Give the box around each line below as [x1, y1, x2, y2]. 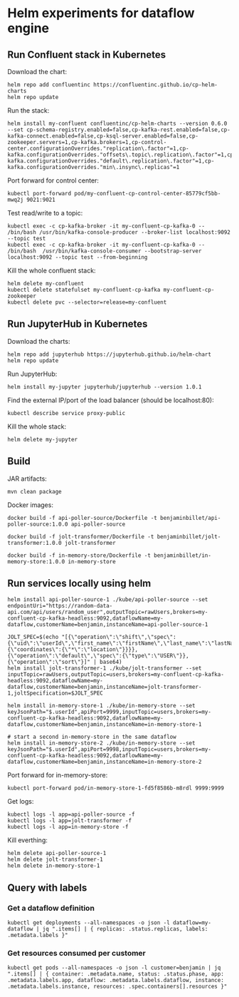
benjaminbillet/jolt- [156, 533, 221, 540]
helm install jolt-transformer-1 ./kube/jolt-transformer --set [7, 665, 202, 672]
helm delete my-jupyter [7, 436, 78, 443]
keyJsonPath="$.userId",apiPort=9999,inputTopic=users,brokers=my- [7, 708, 212, 716]
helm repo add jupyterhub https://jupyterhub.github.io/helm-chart [7, 351, 212, 358]
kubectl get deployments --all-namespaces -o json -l [7, 919, 171, 926]
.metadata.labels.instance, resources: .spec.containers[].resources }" [7, 983, 228, 991]
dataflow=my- [173, 919, 212, 926]
